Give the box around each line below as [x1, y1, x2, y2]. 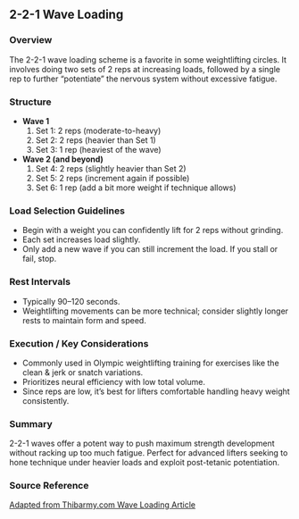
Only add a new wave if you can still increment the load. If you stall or [21, 244, 278, 255]
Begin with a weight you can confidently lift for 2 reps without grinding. [21, 225, 284, 236]
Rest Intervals [9, 276, 71, 289]
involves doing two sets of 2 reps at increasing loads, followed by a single [9, 63, 281, 74]
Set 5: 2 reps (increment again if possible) [35, 172, 190, 183]
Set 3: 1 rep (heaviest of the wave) [35, 144, 162, 155]
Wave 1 [21, 115, 50, 126]
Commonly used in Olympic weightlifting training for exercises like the [21, 357, 279, 368]
